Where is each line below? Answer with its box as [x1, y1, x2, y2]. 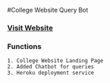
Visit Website [7, 23, 53, 33]
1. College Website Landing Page [7, 57, 104, 64]
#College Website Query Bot [7, 6, 89, 14]
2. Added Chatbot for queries [7, 64, 95, 71]
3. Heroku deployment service [7, 69, 95, 77]
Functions [7, 41, 42, 51]
